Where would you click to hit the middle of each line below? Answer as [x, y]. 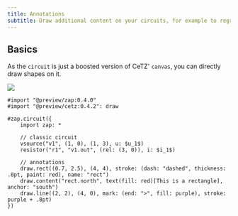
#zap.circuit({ [30, 119]
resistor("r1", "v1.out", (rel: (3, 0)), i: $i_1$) [98, 150]
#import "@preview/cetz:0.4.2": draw [63, 107]
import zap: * [41, 125]
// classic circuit [49, 138]
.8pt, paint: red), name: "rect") [58, 175]
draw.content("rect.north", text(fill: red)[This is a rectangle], [121, 181]
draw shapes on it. [34, 74]
